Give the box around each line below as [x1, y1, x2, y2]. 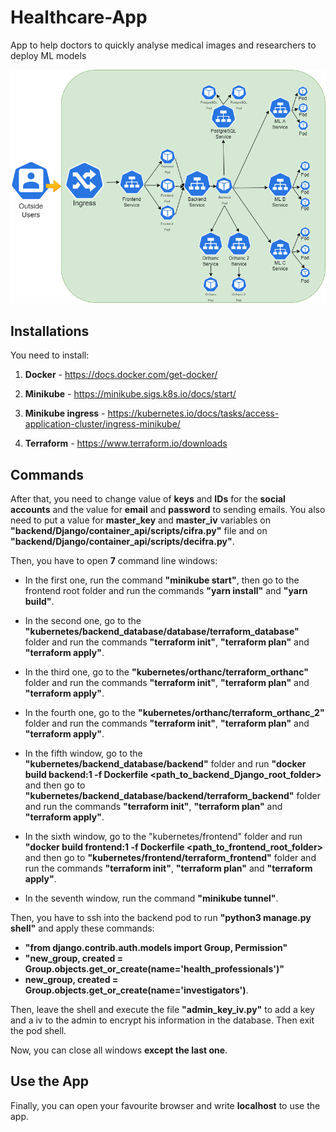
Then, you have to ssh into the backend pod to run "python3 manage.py [10, 912, 312, 924]
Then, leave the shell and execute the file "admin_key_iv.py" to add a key [10, 1004, 315, 1016]
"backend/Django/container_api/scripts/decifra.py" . [10, 536, 235, 548]
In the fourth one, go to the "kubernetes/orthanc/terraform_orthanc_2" [24, 707, 325, 719]
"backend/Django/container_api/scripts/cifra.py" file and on [10, 525, 268, 537]
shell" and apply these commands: [10, 922, 155, 935]
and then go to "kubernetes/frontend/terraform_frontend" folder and [24, 852, 317, 864]
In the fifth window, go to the [24, 747, 143, 760]
